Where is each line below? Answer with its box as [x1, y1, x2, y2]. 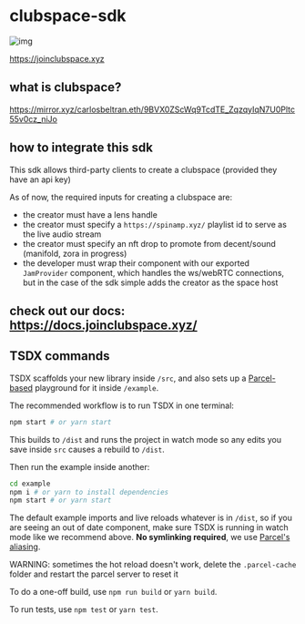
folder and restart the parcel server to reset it [9, 568, 179, 579]
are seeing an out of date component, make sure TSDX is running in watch [9, 522, 289, 533]
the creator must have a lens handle [22, 209, 158, 220]
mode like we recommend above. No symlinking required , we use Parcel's [9, 532, 290, 543]
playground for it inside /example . [35, 382, 159, 393]
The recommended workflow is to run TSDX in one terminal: [9, 400, 235, 411]
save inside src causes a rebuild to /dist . [9, 444, 166, 455]
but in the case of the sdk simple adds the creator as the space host [22, 277, 279, 288]
